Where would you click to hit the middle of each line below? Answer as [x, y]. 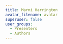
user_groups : [19, 24]
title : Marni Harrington [31, 10]
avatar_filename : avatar [31, 15]
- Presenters [24, 29]
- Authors [20, 33]
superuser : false [24, 19]
